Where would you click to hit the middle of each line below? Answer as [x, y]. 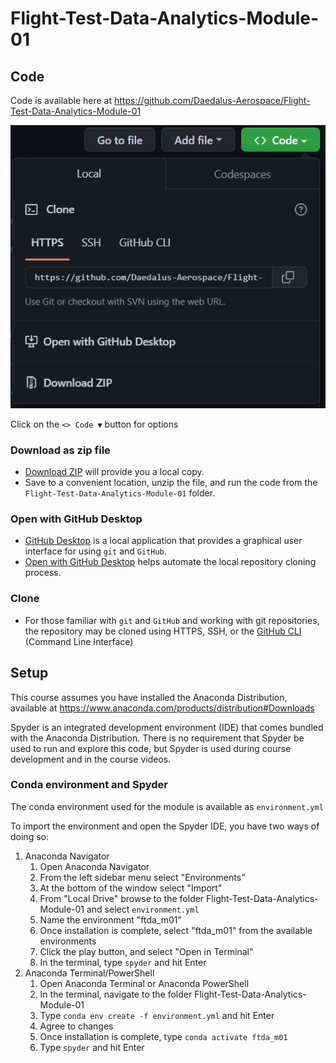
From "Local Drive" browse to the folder [122, 898]
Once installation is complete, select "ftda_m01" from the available [176, 930]
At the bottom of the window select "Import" [131, 888]
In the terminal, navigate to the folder [116, 994]
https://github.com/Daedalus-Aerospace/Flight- [212, 100]
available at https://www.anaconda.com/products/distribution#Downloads [162, 708]
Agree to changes [76, 1026]
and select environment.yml [143, 909]
